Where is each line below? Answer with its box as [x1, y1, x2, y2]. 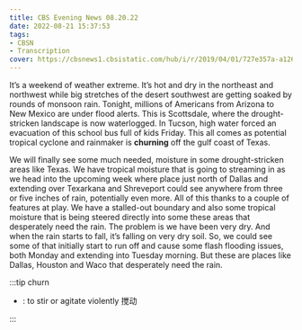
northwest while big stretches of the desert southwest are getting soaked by [9, 89, 292, 100]
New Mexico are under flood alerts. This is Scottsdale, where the [9, 109, 250, 119]
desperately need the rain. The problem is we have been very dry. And [9, 221, 271, 232]
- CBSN [9, 38, 34, 48]
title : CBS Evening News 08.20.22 [9, 13, 139, 22]
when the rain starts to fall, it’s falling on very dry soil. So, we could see [9, 231, 272, 241]
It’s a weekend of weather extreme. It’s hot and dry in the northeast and [9, 80, 274, 90]
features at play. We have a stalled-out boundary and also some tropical [9, 202, 276, 212]
